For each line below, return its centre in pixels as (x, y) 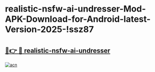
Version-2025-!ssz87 (49, 29)
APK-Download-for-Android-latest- (78, 19)
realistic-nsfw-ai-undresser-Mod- (76, 9)
